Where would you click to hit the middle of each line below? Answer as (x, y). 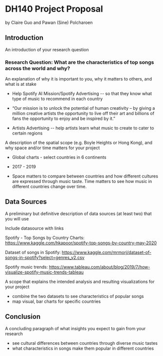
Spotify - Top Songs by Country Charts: (45, 237)
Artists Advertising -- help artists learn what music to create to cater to (83, 128)
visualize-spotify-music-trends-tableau (45, 272)
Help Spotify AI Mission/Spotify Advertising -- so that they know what (82, 94)
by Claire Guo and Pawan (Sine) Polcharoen (49, 22)
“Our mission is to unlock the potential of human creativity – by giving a (83, 108)
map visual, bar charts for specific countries (56, 301)
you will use (17, 218)
